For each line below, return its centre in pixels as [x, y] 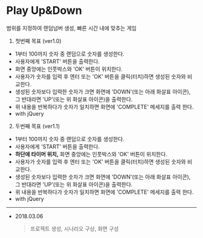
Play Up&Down [44, 11]
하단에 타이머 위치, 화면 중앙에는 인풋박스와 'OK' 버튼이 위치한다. [91, 154]
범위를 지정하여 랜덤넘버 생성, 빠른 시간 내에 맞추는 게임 [72, 28]
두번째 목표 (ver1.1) [37, 126]
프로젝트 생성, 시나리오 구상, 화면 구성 [74, 228]
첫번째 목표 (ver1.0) [38, 41]
